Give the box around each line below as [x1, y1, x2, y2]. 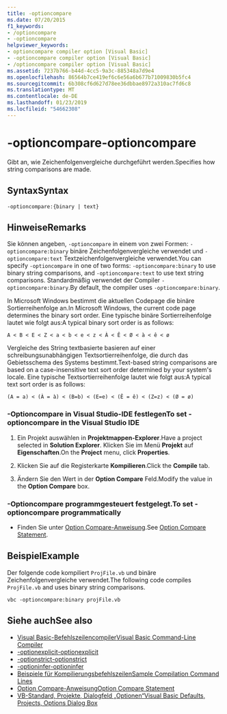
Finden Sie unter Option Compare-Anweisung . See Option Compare [16, 523, 206, 531]
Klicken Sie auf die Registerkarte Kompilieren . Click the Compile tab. [16, 461, 210, 469]
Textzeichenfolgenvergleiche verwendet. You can [64, 254, 202, 262]
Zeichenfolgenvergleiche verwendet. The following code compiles [7, 576, 191, 584]
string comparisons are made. [7, 165, 92, 173]
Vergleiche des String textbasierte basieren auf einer [7, 344, 156, 352]
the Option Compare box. [16, 482, 90, 490]
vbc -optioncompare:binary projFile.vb [7, 596, 121, 603]
